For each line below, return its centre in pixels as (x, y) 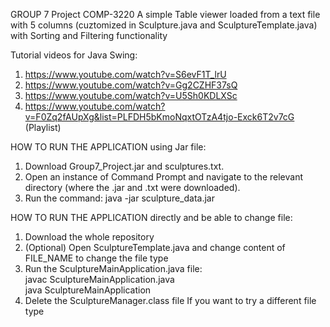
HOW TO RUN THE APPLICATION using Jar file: (108, 147)
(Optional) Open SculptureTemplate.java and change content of (155, 247)
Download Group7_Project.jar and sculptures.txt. (124, 166)
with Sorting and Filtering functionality (89, 35)
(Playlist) (43, 127)
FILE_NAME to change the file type (96, 258)
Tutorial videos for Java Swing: (74, 55)
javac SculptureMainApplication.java (99, 279)
